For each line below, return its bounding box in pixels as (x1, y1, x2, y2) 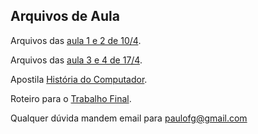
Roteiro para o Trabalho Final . (10, 92, 132, 104)
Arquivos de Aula (10, 8, 120, 25)
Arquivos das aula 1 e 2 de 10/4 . (10, 34, 142, 46)
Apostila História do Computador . (10, 73, 148, 85)
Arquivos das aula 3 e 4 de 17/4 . (10, 54, 143, 66)
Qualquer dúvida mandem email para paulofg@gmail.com (10, 112, 248, 124)
